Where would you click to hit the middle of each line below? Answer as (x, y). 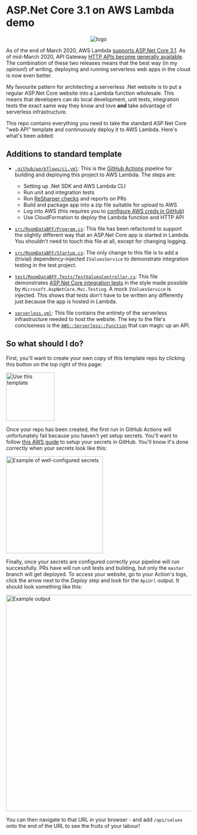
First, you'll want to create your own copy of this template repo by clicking (96, 358)
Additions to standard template (64, 154)
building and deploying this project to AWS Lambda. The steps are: (95, 175)
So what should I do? (45, 344)
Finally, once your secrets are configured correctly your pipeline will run (93, 562)
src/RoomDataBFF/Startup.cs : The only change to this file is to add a (96, 252)
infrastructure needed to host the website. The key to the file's (90, 319)
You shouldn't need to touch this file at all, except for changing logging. (101, 241)
